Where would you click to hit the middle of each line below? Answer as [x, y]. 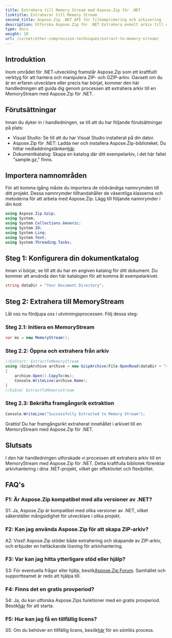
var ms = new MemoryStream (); [38, 338]
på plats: [15, 128]
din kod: [14, 204]
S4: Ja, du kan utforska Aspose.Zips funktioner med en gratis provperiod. [83, 601]
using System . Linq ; [26, 233]
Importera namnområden [46, 175]
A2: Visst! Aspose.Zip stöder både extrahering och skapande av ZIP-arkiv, [83, 540]
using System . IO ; [24, 228]
